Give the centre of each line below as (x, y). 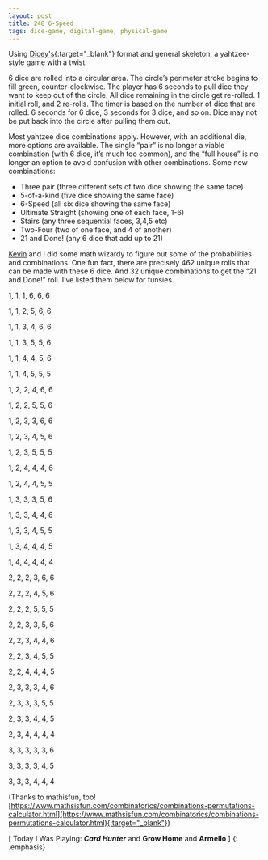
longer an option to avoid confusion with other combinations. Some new (128, 163)
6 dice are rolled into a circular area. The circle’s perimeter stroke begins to (133, 78)
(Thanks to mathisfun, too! (52, 797)
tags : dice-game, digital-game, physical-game (88, 31)
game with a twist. (57, 62)
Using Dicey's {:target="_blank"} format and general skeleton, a (113, 54)
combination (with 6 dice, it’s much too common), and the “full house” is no (133, 154)
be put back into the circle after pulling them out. (90, 121)
